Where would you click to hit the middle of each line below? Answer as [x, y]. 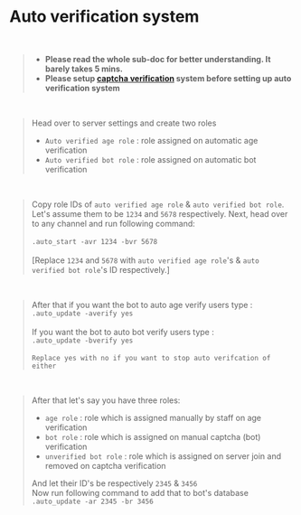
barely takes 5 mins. [84, 69]
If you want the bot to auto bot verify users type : [123, 332]
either [44, 366]
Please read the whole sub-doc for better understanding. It [158, 59]
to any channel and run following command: [113, 223]
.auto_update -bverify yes [82, 341]
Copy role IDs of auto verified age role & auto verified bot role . [158, 204]
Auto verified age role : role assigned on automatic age [151, 140]
